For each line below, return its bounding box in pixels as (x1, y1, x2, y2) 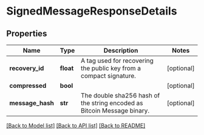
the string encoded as (81, 99, 144, 107)
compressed (9, 82, 47, 90)
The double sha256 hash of (81, 91, 160, 99)
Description (103, 47, 138, 54)
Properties (6, 28, 47, 39)
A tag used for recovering (81, 56, 154, 65)
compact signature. (81, 71, 137, 80)
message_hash (9, 99, 55, 107)
